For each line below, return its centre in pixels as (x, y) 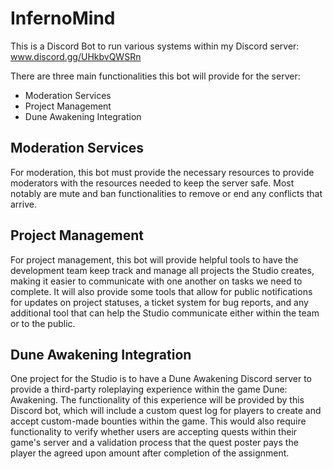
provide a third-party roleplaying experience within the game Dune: (149, 389)
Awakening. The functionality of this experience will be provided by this (157, 400)
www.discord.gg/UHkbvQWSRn (76, 56)
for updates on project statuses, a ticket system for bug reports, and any (159, 302)
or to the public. (43, 323)
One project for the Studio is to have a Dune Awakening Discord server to (161, 379)
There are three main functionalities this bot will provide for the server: (155, 76)
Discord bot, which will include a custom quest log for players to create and (166, 411)
